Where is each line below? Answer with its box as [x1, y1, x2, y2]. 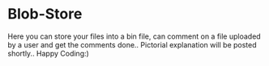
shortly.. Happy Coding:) [7, 48, 90, 58]
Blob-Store [7, 5, 83, 23]
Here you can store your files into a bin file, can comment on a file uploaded [7, 31, 261, 41]
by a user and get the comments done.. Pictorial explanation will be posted [7, 39, 257, 49]
